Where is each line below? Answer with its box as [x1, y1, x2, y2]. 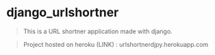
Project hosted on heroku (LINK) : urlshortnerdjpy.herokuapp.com [23, 40, 209, 48]
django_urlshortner [6, 5, 119, 20]
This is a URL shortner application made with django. [23, 27, 173, 35]
